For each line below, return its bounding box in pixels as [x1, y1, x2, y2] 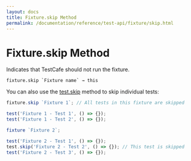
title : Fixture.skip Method [6, 14, 77, 21]
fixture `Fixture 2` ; [6, 127, 61, 133]
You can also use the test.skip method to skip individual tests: [6, 88, 160, 95]
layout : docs [6, 8, 39, 15]
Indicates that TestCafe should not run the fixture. [6, 66, 130, 73]
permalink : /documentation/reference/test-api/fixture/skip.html [6, 20, 174, 26]
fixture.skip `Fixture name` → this [6, 78, 98, 84]
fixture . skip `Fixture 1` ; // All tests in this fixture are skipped [6, 100, 185, 106]
